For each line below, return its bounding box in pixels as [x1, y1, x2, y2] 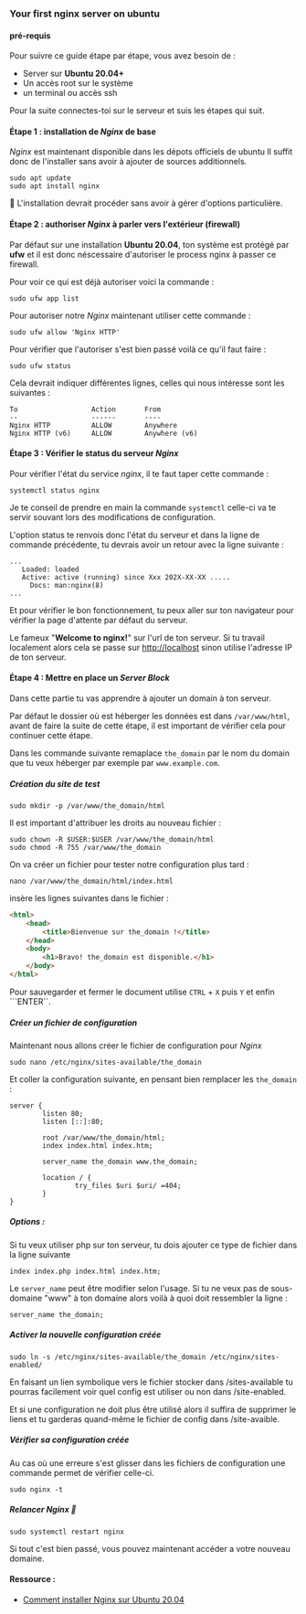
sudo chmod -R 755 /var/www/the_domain [9, 843, 162, 852]
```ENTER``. [9, 995, 52, 1007]
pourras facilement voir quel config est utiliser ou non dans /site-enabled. [9, 1386, 287, 1396]
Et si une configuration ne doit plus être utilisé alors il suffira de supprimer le [9, 1404, 297, 1415]
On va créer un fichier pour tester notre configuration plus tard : [9, 858, 249, 870]
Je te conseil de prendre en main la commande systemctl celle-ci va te [9, 502, 277, 513]
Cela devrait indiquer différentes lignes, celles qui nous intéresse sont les [9, 377, 285, 388]
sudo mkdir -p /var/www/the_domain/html [9, 801, 166, 811]
